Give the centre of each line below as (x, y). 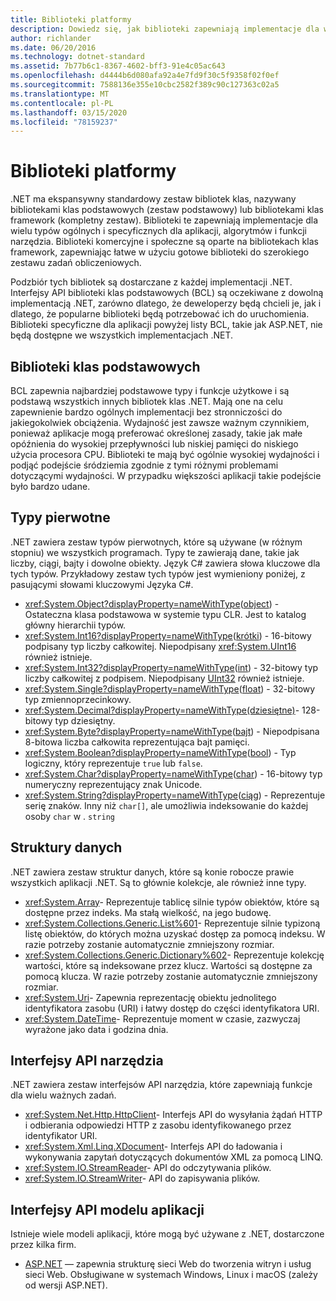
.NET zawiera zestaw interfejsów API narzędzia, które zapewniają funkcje (161, 1085)
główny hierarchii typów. (75, 625)
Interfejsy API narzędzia (87, 1061)
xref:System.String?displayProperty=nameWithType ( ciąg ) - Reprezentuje (175, 795)
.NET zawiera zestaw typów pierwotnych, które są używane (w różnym (156, 542)
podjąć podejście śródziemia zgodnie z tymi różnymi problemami (144, 465)
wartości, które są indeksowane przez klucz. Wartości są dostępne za (168, 965)
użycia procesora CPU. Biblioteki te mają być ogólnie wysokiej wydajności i (165, 454)
